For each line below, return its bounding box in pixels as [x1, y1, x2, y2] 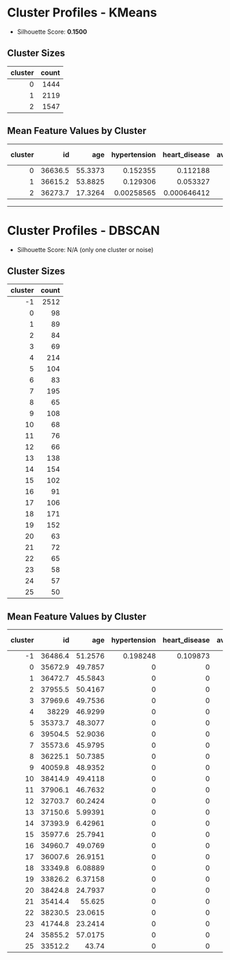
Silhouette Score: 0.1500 [16, 27, 88, 36]
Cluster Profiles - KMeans [7, 5, 157, 21]
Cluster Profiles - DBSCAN [7, 222, 160, 238]
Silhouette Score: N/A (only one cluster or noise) [16, 245, 154, 253]
